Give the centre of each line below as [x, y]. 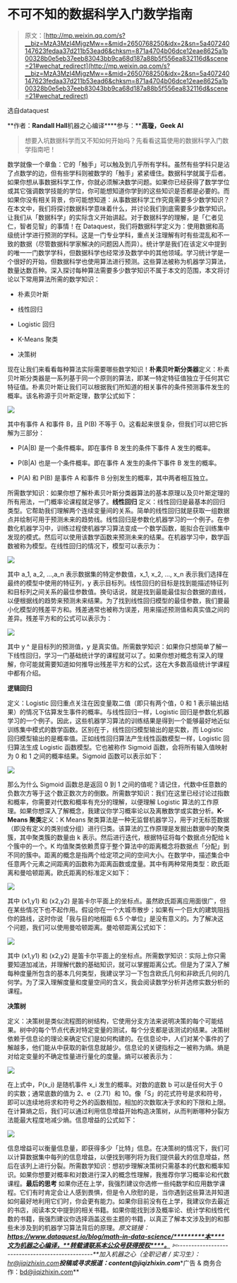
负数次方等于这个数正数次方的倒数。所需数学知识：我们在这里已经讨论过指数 [119, 793]
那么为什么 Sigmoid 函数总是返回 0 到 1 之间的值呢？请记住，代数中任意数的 [117, 784]
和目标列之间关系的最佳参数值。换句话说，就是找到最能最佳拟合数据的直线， [119, 591]
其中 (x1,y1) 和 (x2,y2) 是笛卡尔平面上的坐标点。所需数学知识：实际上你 [110, 955]
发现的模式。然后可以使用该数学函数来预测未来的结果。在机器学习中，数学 [115, 537]
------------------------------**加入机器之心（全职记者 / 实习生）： [104, 1254]
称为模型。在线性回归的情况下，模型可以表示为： [91, 545]
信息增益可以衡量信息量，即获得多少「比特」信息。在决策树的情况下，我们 [115, 1148]
